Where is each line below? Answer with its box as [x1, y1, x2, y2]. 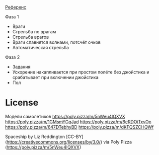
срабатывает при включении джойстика [12, 75, 98, 80]
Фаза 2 [5, 54, 20, 60]
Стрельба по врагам [12, 29, 56, 34]
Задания [12, 64, 31, 70]
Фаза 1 [5, 14, 19, 19]
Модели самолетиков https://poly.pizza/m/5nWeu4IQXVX [5, 113, 125, 119]
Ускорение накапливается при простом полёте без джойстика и [12, 69, 150, 75]
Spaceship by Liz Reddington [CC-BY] [5, 134, 83, 140]
